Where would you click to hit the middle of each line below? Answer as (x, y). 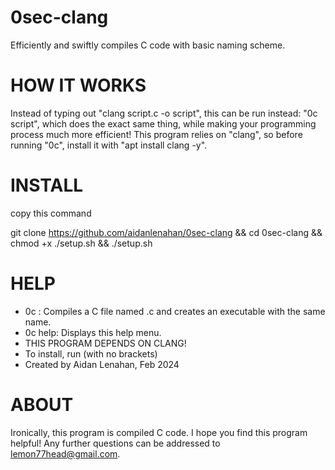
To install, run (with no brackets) (91, 353)
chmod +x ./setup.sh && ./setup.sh (81, 243)
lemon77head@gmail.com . (65, 453)
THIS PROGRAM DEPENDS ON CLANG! (105, 343)
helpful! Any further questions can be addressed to (115, 443)
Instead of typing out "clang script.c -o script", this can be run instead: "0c (164, 113)
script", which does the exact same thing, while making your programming (163, 123)
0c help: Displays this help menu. (93, 332)
